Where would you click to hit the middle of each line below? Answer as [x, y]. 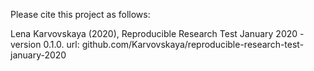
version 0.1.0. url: [45, 44]
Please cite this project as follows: [80, 14]
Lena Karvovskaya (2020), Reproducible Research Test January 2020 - [157, 33]
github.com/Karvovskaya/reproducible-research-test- [193, 44]
